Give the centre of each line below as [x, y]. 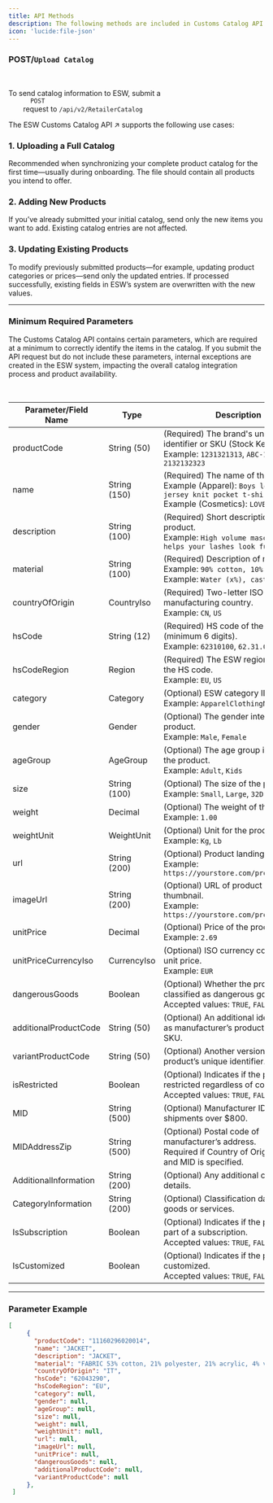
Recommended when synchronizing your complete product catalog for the [133, 163]
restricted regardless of [208, 1085]
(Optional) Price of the [206, 927]
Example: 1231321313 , [204, 454]
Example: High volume [205, 537]
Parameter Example [48, 1309]
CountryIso [130, 602]
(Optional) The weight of [210, 806]
